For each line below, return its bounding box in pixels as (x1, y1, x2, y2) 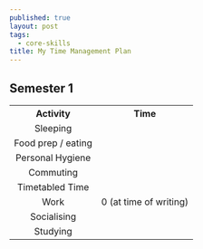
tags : (9, 30, 30, 39)
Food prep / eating (14, 137, 92, 149)
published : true (9, 13, 71, 23)
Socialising (30, 210, 77, 223)
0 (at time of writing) (101, 196, 188, 208)
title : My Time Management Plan (9, 47, 131, 56)
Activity (35, 107, 71, 120)
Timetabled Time (16, 180, 90, 193)
